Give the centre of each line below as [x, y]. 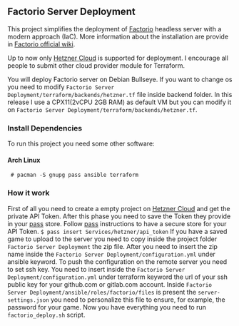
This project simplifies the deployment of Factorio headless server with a [115, 29]
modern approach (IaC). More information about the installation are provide [118, 36]
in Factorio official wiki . [41, 44]
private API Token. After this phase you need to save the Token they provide [119, 216]
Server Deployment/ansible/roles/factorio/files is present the [102, 292]
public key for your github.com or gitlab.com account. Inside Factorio [110, 284]
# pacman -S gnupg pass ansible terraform [75, 175]
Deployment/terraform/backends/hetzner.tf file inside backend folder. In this [120, 94]
